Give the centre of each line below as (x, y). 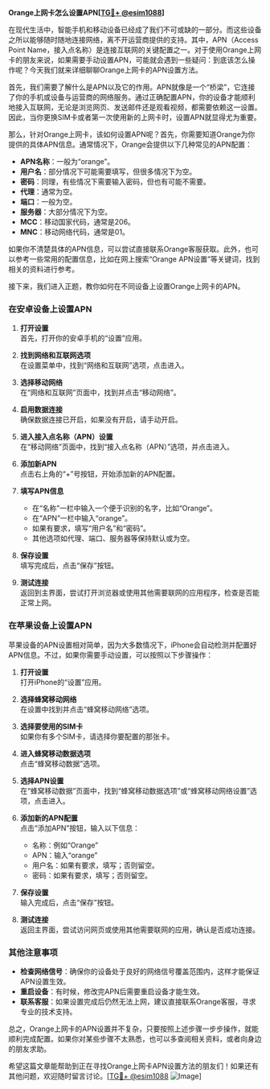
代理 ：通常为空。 (48, 192)
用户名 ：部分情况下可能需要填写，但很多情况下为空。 (108, 171)
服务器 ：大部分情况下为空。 (66, 212)
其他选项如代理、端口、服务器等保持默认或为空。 (113, 538)
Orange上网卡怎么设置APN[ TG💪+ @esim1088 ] (86, 12)
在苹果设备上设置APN (50, 625)
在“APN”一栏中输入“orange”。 (82, 518)
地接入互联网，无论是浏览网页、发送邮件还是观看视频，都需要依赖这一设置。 (135, 107)
